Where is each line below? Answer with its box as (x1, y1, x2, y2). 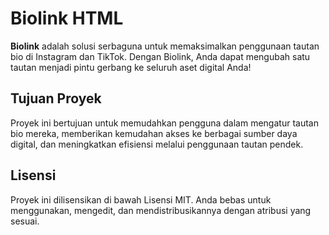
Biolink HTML (10, 7, 124, 30)
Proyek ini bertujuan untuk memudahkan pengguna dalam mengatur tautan (10, 117, 319, 129)
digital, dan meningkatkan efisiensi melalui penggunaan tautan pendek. (10, 138, 304, 150)
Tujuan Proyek (10, 90, 102, 107)
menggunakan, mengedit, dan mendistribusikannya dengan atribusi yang (10, 204, 312, 216)
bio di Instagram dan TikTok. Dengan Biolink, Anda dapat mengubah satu (10, 50, 311, 62)
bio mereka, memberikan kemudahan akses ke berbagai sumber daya (10, 127, 298, 139)
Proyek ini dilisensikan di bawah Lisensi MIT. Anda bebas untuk (10, 193, 272, 206)
